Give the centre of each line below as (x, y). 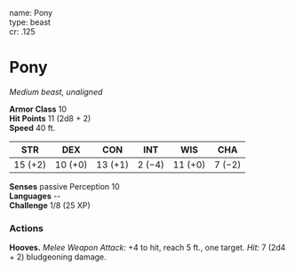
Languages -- (35, 196)
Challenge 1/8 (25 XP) (50, 205)
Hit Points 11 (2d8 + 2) (50, 118)
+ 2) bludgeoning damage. (58, 257)
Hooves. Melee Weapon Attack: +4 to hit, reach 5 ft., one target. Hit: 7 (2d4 (147, 248)
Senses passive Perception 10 (64, 186)
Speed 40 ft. (32, 128)
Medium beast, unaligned (56, 91)
